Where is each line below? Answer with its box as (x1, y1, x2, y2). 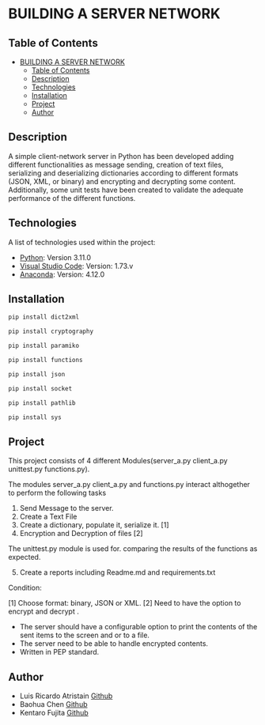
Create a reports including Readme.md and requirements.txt (19, 568, 216, 577)
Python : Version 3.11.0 (19, 252, 92, 262)
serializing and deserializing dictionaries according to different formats (8, 168, 239, 178)
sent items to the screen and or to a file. (19, 630, 150, 640)
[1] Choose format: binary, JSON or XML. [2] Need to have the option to (8, 599, 241, 608)
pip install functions (8, 357, 83, 364)
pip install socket (8, 384, 73, 392)
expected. (8, 553, 41, 562)
